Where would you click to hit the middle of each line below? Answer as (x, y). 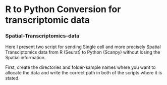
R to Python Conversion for (63, 9)
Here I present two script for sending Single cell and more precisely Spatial (83, 47)
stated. (13, 78)
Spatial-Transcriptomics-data (42, 36)
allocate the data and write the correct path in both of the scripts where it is (84, 73)
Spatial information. (25, 58)
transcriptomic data (47, 20)
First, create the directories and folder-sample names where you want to (80, 67)
